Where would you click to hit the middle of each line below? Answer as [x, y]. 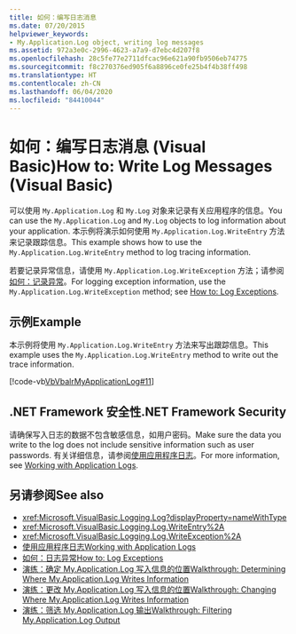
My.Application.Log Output [71, 620]
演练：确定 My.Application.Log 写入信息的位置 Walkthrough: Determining [154, 568]
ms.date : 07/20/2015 [47, 26]
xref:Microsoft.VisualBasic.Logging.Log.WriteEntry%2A [123, 527]
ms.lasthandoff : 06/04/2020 [61, 91]
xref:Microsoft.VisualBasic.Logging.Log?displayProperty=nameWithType [154, 517]
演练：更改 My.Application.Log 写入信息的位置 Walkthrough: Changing [149, 589]
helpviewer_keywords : [49, 34]
